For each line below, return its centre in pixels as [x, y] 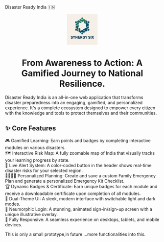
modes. [13, 204]
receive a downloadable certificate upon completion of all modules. [73, 194]
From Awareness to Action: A [82, 63]
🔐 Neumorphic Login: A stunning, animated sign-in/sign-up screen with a [79, 209]
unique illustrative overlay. [31, 214]
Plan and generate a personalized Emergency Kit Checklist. [65, 181]
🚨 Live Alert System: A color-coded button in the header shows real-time [78, 165]
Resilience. [82, 84]
